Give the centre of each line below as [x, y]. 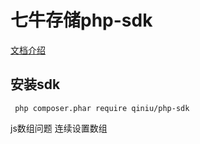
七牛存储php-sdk [81, 20]
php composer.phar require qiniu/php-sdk [102, 108]
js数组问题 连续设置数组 [59, 128]
